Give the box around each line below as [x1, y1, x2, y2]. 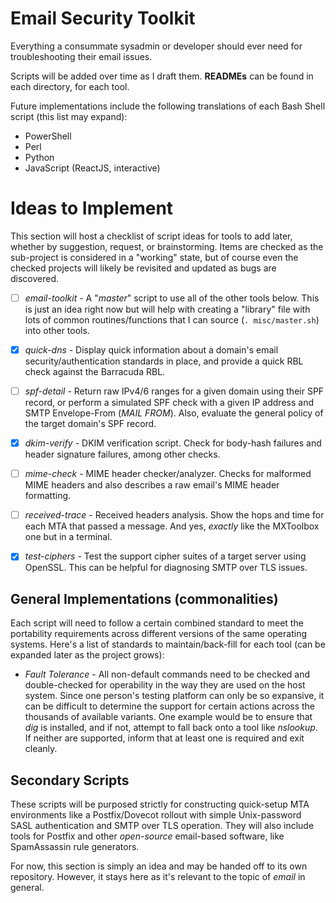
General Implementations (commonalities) [10, 590, 279, 607]
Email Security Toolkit [10, 7, 196, 30]
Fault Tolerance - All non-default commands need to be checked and [24, 668, 311, 681]
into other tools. [24, 324, 90, 336]
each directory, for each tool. [10, 80, 130, 92]
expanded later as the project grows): [10, 649, 165, 661]
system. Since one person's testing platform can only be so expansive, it [24, 690, 325, 702]
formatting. [24, 490, 72, 502]
